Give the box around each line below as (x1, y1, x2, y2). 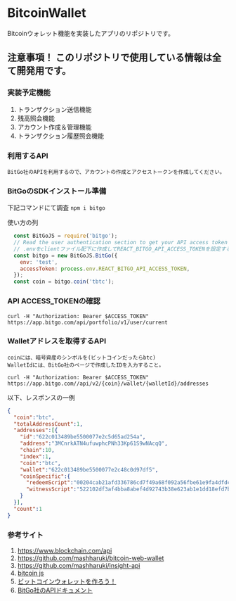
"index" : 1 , (20, 453, 52, 460)
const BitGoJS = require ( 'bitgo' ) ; (13, 232, 118, 240)
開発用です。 (16, 65, 72, 77)
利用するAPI (7, 151, 48, 160)
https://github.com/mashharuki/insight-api (17, 561, 140, 569)
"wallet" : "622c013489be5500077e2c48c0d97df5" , (20, 466, 159, 473)
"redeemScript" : (25, 479, 74, 486)
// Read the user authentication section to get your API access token (13, 239, 228, 246)
